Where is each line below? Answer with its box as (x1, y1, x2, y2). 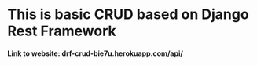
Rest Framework (7, 22, 116, 40)
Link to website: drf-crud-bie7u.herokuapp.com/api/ (7, 49, 184, 58)
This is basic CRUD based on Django (7, 5, 249, 24)
